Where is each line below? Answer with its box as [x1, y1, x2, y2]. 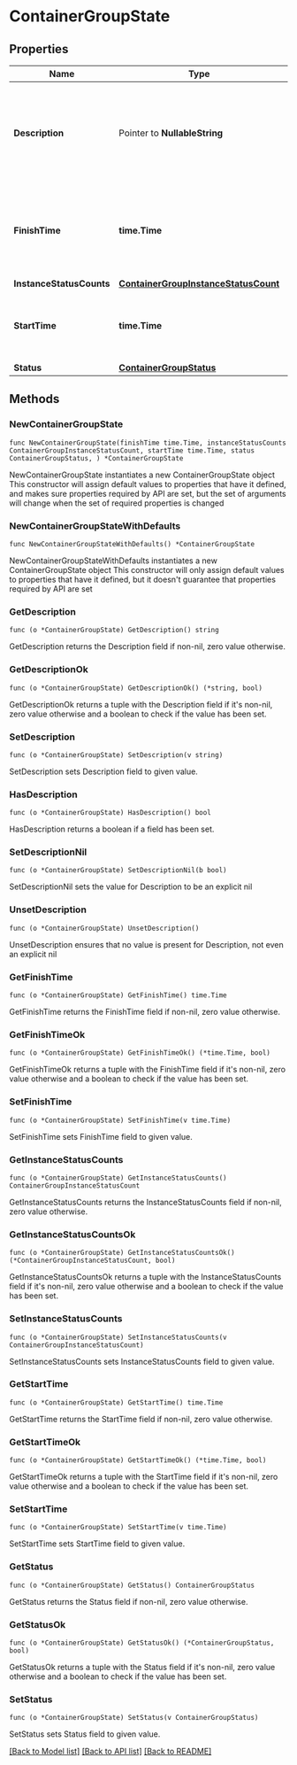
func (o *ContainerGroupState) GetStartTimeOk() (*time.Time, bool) [9, 1456, 267, 1465]
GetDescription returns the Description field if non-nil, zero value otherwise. [9, 641, 286, 652]
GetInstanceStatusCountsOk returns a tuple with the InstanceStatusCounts [9, 1272, 282, 1282]
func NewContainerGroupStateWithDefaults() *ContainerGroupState [9, 539, 255, 548]
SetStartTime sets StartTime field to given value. [9, 1538, 186, 1549]
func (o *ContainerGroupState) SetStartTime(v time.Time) [9, 1523, 227, 1532]
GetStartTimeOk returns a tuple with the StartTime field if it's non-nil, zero [9, 1472, 278, 1482]
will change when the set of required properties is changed [9, 498, 225, 508]
